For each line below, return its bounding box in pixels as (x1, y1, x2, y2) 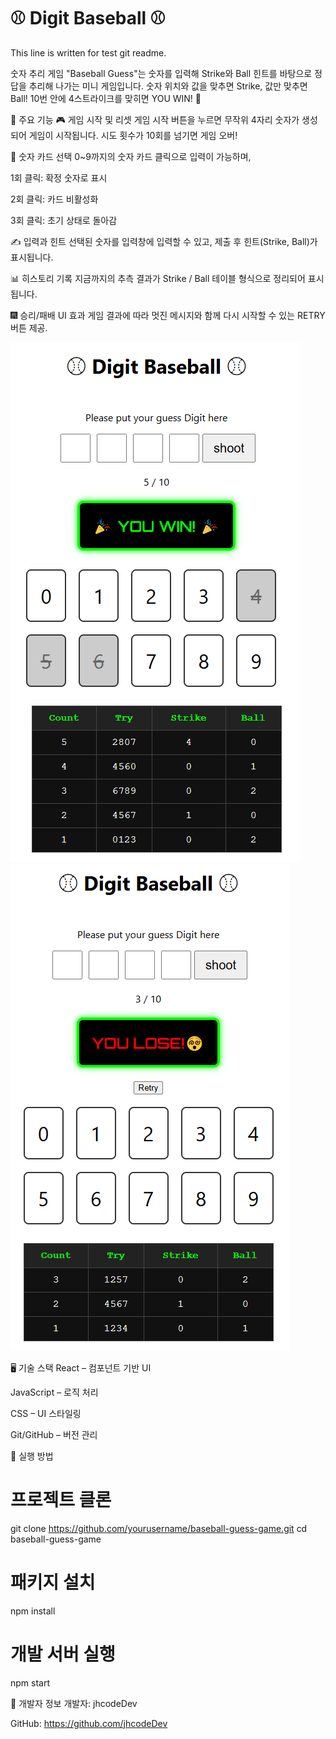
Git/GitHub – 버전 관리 (10, 1428, 98, 1440)
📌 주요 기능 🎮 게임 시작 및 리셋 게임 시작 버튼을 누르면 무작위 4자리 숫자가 (10, 113, 300, 125)
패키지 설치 (10, 1571, 96, 1594)
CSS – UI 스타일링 (10, 1407, 82, 1419)
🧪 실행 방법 (10, 1450, 54, 1462)
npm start (10, 1676, 51, 1689)
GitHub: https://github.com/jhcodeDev (10, 1717, 168, 1729)
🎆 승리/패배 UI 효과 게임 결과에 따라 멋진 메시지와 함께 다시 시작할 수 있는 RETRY (10, 309, 326, 321)
